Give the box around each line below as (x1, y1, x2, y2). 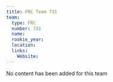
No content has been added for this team (6, 69, 108, 77)
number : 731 (11, 25, 42, 32)
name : (11, 31, 26, 37)
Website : (17, 53, 39, 59)
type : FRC (11, 20, 36, 26)
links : (11, 48, 28, 54)
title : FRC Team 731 (6, 8, 58, 15)
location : (11, 42, 36, 48)
